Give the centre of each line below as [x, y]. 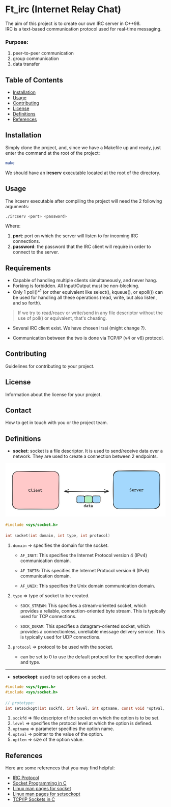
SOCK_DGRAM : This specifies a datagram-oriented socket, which [85, 626]
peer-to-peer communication [43, 53]
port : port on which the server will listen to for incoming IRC [75, 236]
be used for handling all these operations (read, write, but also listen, [85, 297]
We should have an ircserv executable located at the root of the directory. [83, 173]
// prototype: [20, 703]
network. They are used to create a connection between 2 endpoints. [85, 456]
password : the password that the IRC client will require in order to [82, 247]
